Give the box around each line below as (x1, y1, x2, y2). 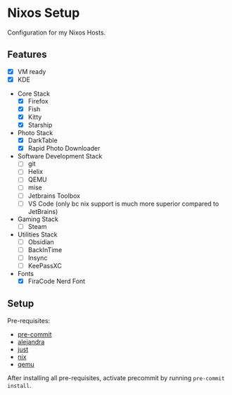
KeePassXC (27, 261, 62, 270)
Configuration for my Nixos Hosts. (7, 28, 106, 37)
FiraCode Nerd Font (27, 277, 86, 285)
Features (7, 49, 47, 61)
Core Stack (17, 89, 51, 98)
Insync (27, 253, 48, 262)
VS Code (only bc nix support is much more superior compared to (27, 199, 219, 208)
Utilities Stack (17, 230, 58, 239)
